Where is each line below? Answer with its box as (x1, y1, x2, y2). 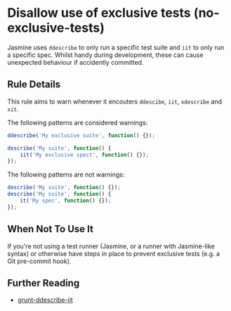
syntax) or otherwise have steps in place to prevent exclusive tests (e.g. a (7, 249, 220, 258)
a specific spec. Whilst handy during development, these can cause (7, 51, 204, 59)
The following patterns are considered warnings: (7, 118, 148, 127)
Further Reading (7, 277, 80, 289)
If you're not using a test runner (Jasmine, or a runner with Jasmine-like (7, 241, 216, 250)
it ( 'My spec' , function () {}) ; (20, 197, 112, 204)
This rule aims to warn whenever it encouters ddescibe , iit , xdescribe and (7, 97, 223, 106)
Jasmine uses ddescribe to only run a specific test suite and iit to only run (7, 43, 225, 51)
